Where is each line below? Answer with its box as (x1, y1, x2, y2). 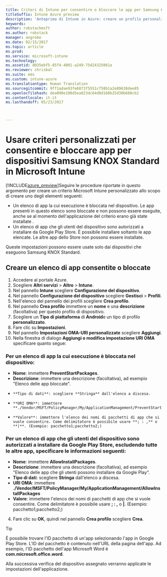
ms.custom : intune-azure (5, 77, 57, 82)
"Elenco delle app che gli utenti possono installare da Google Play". (12, 470, 150, 476)
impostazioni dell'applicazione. (5, 566, 69, 572)
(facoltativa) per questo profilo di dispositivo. (12, 308, 105, 314)
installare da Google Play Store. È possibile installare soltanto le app (12, 229, 152, 235)
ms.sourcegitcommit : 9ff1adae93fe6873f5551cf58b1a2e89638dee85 (5, 86, 139, 91)
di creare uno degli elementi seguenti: (5, 193, 83, 199)
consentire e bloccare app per (5, 145, 132, 156)
